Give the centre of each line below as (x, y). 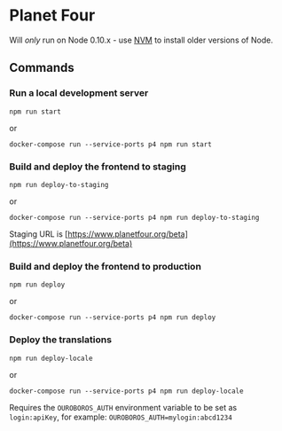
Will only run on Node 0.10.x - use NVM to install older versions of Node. (141, 40)
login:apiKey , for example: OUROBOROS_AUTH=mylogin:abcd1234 (121, 417)
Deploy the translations (61, 340)
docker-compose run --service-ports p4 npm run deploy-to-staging (134, 217)
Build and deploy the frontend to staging (98, 167)
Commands (42, 68)
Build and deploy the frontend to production (106, 266)
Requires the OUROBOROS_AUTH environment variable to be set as (123, 407)
